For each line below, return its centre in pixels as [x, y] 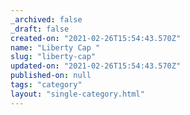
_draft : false [40, 29]
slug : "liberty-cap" [53, 57]
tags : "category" [46, 85]
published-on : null [51, 76]
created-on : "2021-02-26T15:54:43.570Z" [96, 38]
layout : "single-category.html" [77, 94]
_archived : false [46, 19]
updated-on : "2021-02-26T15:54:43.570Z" [96, 66]
